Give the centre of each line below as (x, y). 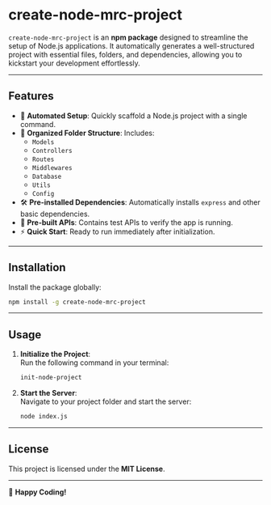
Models (43, 142)
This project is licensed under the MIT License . (87, 469)
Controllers (52, 151)
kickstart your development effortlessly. (75, 63)
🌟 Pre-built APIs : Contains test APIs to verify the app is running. (127, 222)
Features (31, 96)
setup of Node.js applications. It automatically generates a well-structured (131, 45)
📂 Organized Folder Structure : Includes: (87, 133)
